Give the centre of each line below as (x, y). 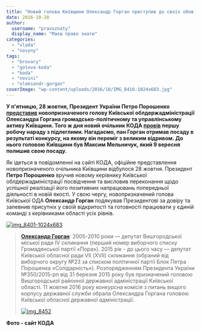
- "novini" (25, 78)
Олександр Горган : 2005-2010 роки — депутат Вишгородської (101, 236)
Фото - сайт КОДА (30, 322)
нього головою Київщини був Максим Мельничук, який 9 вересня (93, 145)
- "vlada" (24, 45)
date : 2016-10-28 (28, 17)
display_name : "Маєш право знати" (54, 34)
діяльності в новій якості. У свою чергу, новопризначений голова (90, 194)
